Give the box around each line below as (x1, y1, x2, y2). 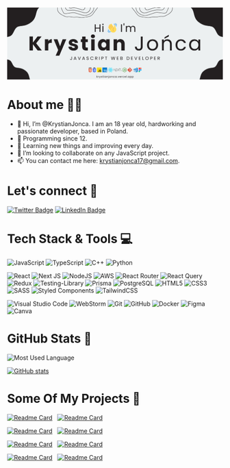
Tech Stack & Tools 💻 (7, 231, 133, 247)
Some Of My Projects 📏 (7, 391, 141, 406)
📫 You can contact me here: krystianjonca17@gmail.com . (16, 156, 180, 164)
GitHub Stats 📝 (7, 330, 92, 346)
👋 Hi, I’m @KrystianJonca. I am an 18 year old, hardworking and (16, 119, 196, 127)
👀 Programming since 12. (16, 134, 88, 143)
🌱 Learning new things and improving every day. (16, 141, 154, 149)
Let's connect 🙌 (7, 183, 98, 199)
